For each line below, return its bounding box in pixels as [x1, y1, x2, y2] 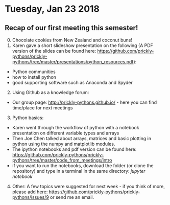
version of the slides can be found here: [12, 48, 96, 54]
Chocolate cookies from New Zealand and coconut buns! [12, 37, 132, 43]
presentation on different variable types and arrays [12, 130, 119, 136]
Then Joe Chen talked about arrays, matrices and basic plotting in [12, 135, 152, 141]
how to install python [12, 74, 57, 80]
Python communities [12, 69, 56, 75]
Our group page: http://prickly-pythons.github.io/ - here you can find [12, 99, 157, 105]
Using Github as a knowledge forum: [12, 89, 89, 95]
